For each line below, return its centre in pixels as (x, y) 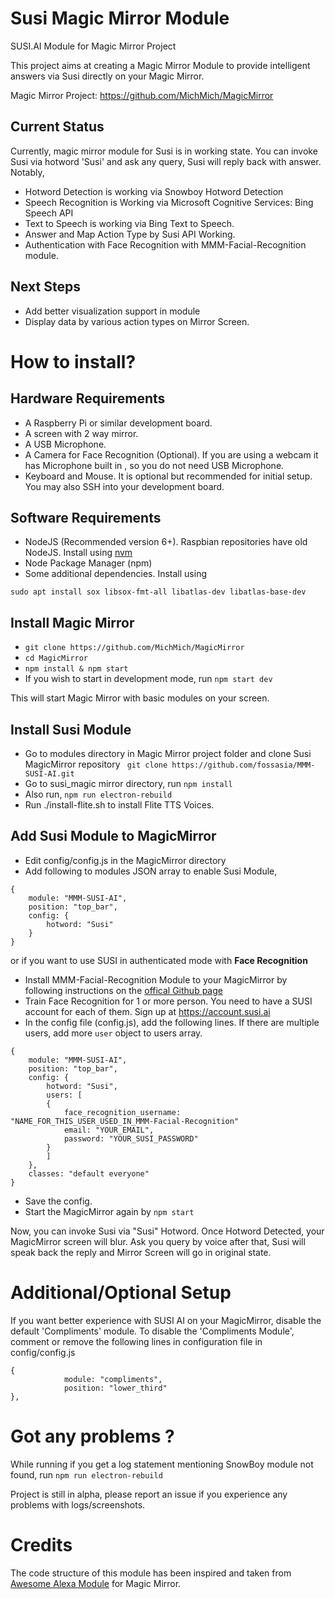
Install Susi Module (71, 729)
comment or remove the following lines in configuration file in (136, 1341)
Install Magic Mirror (72, 622)
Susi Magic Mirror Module (120, 18)
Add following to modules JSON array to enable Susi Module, (151, 871)
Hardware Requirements (88, 398)
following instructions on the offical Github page (123, 990)
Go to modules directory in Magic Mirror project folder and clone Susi (168, 753)
